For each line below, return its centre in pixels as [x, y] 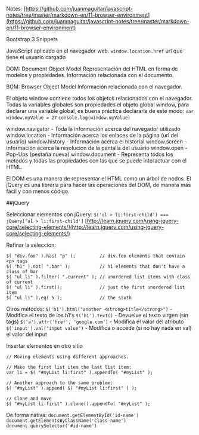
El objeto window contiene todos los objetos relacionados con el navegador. [99, 98]
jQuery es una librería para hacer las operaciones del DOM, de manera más [99, 185]
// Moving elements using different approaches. [68, 357]
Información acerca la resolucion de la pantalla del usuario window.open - [97, 148]
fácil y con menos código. [38, 191]
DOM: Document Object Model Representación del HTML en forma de [92, 69]
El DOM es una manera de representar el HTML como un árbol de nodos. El [99, 178]
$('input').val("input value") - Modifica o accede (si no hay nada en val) [99, 328]
